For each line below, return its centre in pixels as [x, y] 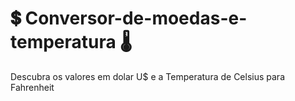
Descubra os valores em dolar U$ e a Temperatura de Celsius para [147, 76]
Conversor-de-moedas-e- [136, 18]
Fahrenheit [32, 87]
